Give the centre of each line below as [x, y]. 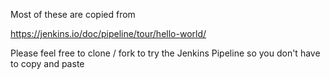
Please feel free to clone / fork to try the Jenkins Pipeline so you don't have [165, 53]
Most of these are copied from [73, 14]
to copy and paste [47, 63]
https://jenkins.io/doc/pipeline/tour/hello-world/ [108, 33]
